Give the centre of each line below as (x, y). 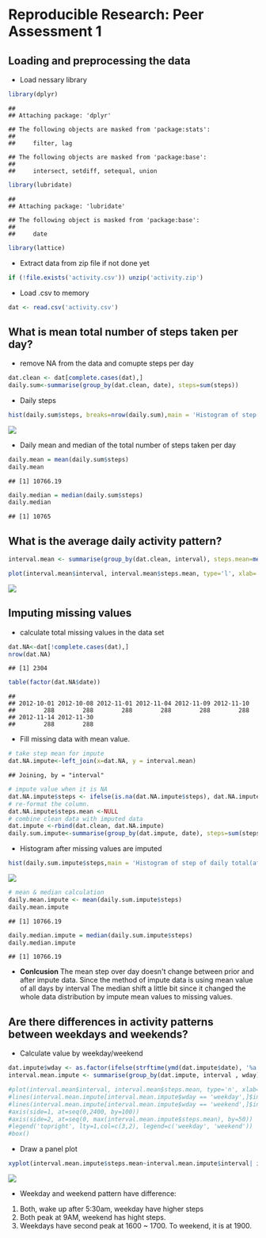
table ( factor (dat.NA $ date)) (55, 682)
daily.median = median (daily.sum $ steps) (76, 495)
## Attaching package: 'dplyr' (60, 115)
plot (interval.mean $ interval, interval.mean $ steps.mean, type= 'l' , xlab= (133, 573)
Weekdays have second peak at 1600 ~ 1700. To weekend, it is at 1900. (135, 1226)
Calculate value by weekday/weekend (82, 1053)
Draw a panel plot (48, 1149)
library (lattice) (37, 247)
